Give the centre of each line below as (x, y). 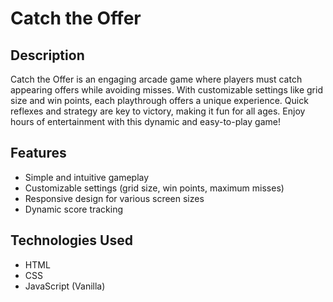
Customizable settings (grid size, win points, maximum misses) (154, 188)
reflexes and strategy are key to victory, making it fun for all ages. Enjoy (158, 111)
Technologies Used (71, 240)
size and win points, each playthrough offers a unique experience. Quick (159, 100)
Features (38, 153)
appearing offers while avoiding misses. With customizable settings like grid (166, 90)
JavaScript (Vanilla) (65, 286)
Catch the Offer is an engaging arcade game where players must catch (156, 79)
